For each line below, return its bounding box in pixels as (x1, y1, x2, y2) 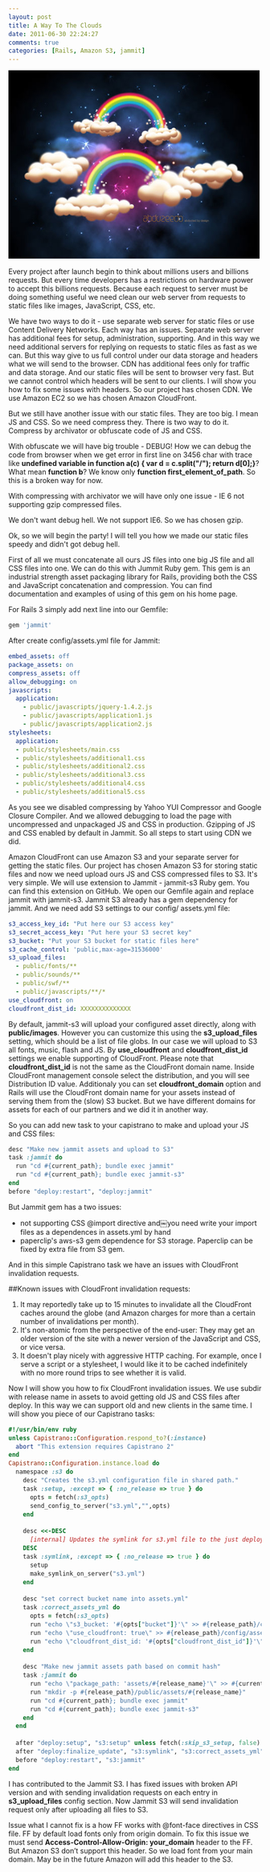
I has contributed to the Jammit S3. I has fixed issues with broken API (8, 1779, 238, 1788)
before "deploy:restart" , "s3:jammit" (15, 1756, 146, 1764)
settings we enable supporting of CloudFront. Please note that (8, 1053, 215, 1063)
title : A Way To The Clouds (8, 21, 103, 30)
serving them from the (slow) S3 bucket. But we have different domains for (8, 1096, 256, 1106)
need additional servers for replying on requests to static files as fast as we (8, 342, 257, 352)
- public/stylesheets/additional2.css (15, 762, 146, 770)
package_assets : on (8, 660, 74, 668)
